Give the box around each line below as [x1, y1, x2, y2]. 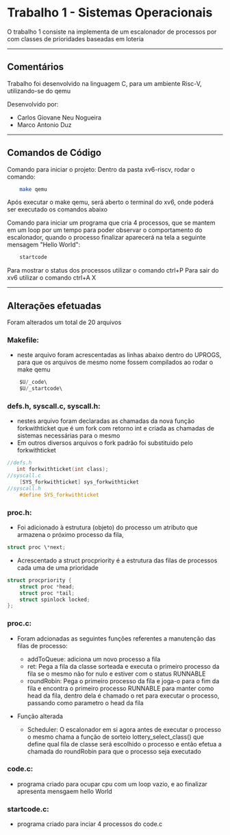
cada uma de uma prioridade [16, 563, 99, 571]
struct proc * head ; [19, 583, 75, 590]
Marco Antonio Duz [16, 120, 72, 128]
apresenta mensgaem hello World [16, 787, 113, 795]
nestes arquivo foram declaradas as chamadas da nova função [16, 417, 195, 425]
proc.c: [7, 619, 32, 628]
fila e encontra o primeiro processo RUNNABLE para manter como [27, 684, 214, 692]
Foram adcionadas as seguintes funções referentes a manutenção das [16, 634, 216, 643]
